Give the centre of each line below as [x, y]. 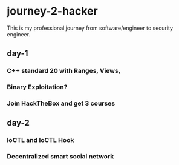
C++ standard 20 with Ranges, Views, [64, 71]
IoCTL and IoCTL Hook [41, 140]
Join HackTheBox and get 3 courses [61, 103]
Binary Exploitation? [37, 87]
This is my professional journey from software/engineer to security [90, 28]
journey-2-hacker [53, 11]
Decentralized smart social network [60, 157]
